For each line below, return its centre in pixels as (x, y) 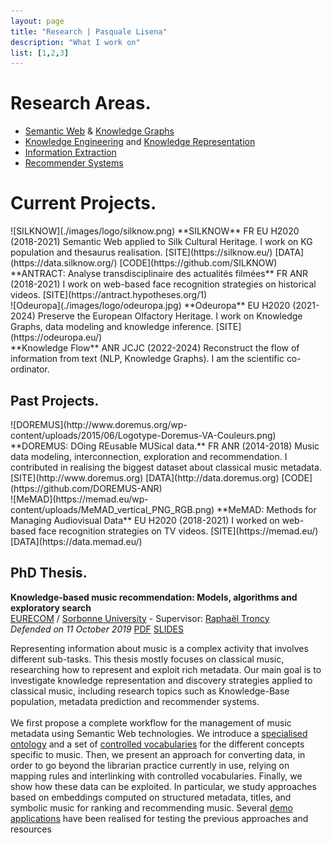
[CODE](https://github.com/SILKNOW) (198, 263)
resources (31, 829)
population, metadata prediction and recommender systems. (135, 701)
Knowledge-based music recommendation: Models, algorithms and (154, 597)
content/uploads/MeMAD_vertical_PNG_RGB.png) (112, 509)
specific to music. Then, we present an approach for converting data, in (158, 754)
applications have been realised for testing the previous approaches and (159, 818)
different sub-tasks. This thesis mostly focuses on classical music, (147, 659)
